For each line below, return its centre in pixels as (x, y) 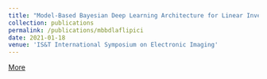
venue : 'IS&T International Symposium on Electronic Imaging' (113, 45)
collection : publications (51, 23)
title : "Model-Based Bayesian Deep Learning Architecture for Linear (126, 15)
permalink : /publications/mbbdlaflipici (76, 30)
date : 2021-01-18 (37, 38)
